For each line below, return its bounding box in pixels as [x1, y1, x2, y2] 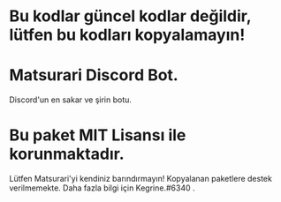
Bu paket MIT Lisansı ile [9, 125, 186, 146]
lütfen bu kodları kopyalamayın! [9, 25, 246, 45]
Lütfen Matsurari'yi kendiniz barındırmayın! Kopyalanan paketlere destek [9, 174, 272, 184]
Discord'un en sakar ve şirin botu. [9, 94, 133, 105]
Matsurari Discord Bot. [9, 65, 178, 86]
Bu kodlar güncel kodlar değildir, [9, 6, 252, 26]
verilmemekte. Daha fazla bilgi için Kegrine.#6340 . [9, 183, 196, 193]
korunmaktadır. [9, 144, 125, 164]
